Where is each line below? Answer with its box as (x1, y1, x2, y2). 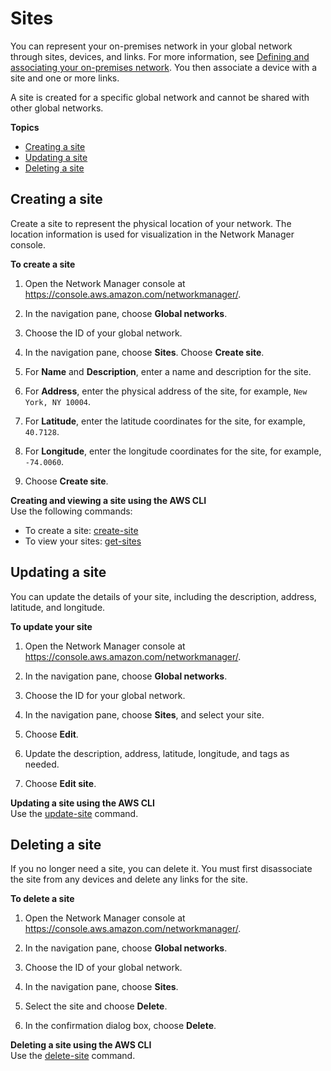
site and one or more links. (10, 72, 120, 84)
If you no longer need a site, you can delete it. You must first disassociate (10, 863, 313, 875)
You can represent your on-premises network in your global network (10, 40, 293, 52)
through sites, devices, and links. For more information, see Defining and (10, 50, 310, 62)
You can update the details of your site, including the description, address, (10, 590, 317, 602)
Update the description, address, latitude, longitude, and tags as (24, 747, 290, 759)
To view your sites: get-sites (24, 535, 142, 547)
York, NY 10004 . (24, 395, 92, 407)
